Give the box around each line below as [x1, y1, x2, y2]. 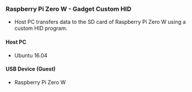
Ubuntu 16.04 [14, 51, 48, 59]
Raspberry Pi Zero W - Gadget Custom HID [5, 5, 132, 13]
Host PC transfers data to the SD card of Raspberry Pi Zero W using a [14, 19, 186, 26]
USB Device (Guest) [5, 65, 56, 73]
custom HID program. [14, 24, 68, 32]
